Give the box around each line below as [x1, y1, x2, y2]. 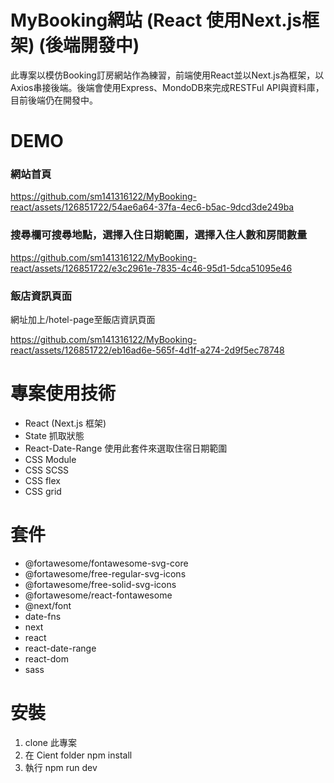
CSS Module [24, 453, 77, 465]
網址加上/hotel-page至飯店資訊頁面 [10, 314, 156, 326]
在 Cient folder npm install [24, 749, 133, 761]
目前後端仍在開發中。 [10, 94, 98, 106]
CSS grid [24, 485, 62, 497]
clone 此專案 [24, 736, 77, 748]
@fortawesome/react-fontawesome [24, 589, 173, 601]
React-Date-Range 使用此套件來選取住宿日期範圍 [24, 442, 228, 454]
